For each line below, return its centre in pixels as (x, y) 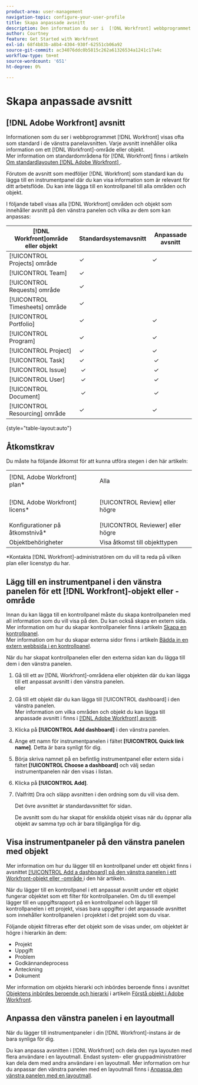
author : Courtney (27, 34)
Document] (25, 397)
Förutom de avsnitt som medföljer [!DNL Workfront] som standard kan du (95, 174)
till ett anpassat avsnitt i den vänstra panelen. (70, 682)
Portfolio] (22, 324)
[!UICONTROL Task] (37, 360)
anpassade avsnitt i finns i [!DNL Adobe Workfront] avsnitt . (86, 718)
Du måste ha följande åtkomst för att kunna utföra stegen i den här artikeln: (97, 461)
